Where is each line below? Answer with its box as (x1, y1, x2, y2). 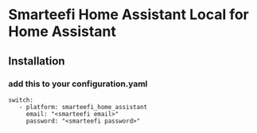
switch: (8, 96, 34, 104)
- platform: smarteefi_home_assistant (18, 103, 148, 111)
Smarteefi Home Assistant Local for (8, 6, 249, 24)
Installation (8, 54, 65, 68)
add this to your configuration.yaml (8, 78, 148, 89)
